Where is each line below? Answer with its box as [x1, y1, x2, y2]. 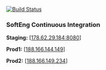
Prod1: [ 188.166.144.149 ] [6, 45, 66, 53]
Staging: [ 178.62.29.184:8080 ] [6, 34, 82, 41]
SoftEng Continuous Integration [6, 20, 101, 29]
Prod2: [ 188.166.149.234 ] [6, 57, 68, 65]
